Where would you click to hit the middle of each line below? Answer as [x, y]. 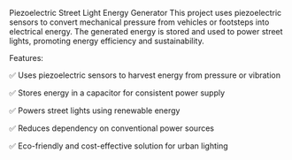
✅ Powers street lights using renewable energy [95, 110]
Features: [27, 58]
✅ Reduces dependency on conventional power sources [112, 128]
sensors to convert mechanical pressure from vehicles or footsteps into [139, 22]
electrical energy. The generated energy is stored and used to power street [146, 31]
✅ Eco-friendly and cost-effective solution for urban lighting [119, 146]
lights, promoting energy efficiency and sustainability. [107, 41]
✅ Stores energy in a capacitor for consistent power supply [117, 93]
